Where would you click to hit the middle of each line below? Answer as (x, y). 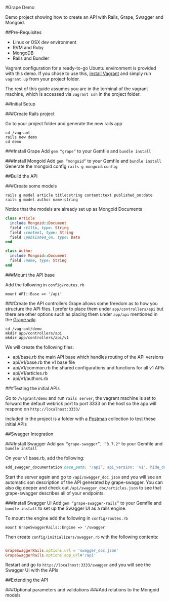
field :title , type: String (39, 228)
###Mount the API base (30, 275)
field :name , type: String (38, 260)
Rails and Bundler (31, 58)
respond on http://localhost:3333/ (43, 409)
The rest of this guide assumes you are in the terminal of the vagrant (77, 89)
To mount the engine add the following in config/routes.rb (67, 518)
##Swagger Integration (29, 434)
